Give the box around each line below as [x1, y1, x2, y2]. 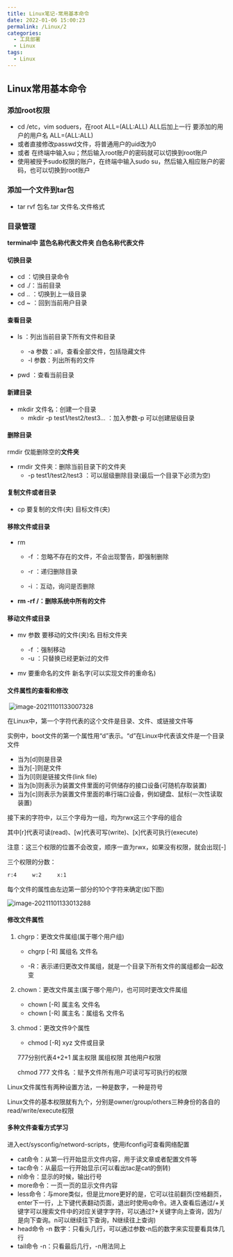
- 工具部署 [13, 36, 41, 43]
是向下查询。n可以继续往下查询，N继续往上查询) [17, 1215, 156, 1224]
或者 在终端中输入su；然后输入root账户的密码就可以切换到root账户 [17, 149, 208, 157]
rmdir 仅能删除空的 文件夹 [7, 447, 79, 456]
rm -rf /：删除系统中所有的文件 [17, 597, 106, 605]
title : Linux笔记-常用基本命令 [7, 10, 90, 17]
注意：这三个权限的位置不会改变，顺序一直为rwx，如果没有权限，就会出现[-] [7, 842, 227, 851]
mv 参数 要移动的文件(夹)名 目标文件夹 [17, 631, 127, 639]
